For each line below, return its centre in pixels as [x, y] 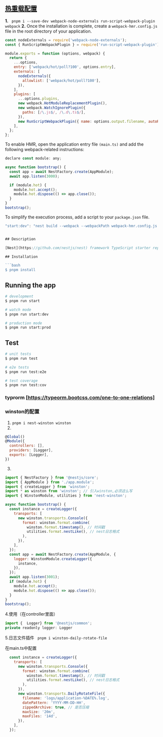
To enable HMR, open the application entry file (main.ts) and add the [74, 144]
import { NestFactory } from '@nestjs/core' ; [52, 477]
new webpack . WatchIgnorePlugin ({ [52, 108]
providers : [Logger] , [31, 450]
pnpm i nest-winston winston [41, 423]
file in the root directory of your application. [49, 31]
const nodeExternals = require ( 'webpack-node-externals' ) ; [66, 40]
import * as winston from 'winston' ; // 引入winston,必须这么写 [69, 491]
